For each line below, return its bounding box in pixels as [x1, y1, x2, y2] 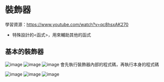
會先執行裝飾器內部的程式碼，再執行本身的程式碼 [60, 61, 159, 67]
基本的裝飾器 [5, 47, 44, 56]
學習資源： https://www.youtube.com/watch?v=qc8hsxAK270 [5, 21, 129, 27]
